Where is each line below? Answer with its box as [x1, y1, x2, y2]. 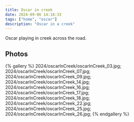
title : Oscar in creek [5, 7, 53, 13]
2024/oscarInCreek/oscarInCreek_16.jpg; [5, 84, 90, 90]
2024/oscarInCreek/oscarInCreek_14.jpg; [5, 79, 90, 85]
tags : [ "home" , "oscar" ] [5, 17, 57, 22]
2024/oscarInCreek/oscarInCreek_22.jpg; [5, 100, 92, 106]
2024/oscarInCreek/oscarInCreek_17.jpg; [5, 90, 89, 96]
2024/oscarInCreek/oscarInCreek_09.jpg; [5, 74, 91, 80]
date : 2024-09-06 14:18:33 [5, 12, 62, 17]
